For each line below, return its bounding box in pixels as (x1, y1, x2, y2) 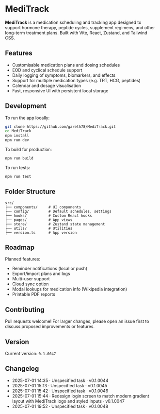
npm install (5, 133, 29, 138)
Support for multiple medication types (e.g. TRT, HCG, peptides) (12, 77, 141, 83)
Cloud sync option (12, 281, 49, 287)
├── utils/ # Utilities (5, 226, 73, 231)
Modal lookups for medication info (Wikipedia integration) (12, 286, 128, 292)
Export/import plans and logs (12, 271, 70, 276)
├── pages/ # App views (5, 217, 73, 222)
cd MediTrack (5, 129, 32, 134)
